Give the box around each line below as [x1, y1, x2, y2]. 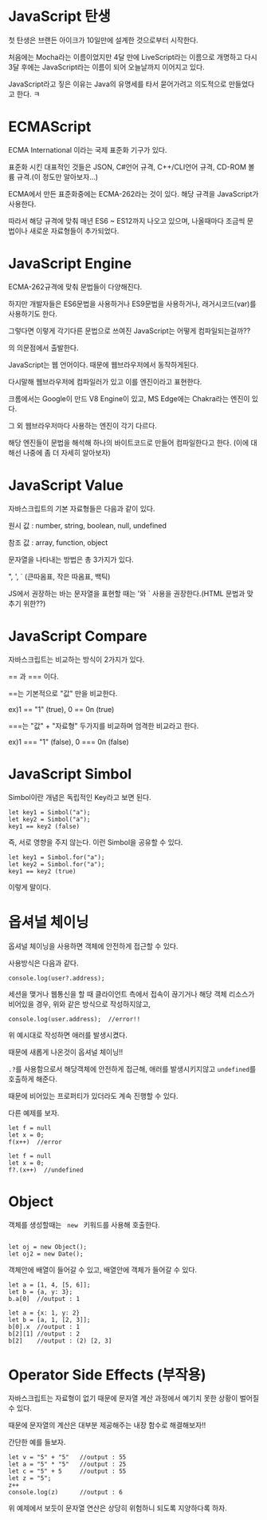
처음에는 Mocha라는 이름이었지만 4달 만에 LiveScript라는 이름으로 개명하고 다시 [8, 52, 257, 62]
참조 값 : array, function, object [8, 537, 108, 547]
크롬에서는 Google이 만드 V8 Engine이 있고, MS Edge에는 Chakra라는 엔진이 [8, 393, 250, 404]
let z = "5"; [8, 1474, 52, 1482]
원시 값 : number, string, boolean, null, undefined [8, 520, 167, 530]
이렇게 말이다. [8, 882, 52, 892]
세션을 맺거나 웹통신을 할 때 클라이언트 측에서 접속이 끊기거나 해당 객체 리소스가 [8, 989, 255, 999]
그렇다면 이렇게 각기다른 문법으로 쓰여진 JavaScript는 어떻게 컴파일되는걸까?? [8, 325, 251, 336]
